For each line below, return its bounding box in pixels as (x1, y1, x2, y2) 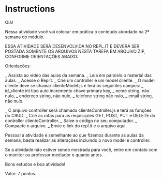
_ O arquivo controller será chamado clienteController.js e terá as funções (5, 107, 152, 113)
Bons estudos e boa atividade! (5, 161, 66, 167)
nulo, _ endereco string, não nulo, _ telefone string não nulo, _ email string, (5, 93, 153, 99)
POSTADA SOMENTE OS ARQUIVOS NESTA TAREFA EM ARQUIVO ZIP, (5, 48, 146, 54)
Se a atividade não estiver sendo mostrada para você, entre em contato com (5, 147, 158, 152)
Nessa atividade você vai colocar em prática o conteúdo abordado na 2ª (5, 29, 149, 34)
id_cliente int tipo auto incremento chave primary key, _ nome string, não (5, 88, 149, 93)
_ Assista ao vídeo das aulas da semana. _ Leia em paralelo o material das (5, 72, 152, 78)
